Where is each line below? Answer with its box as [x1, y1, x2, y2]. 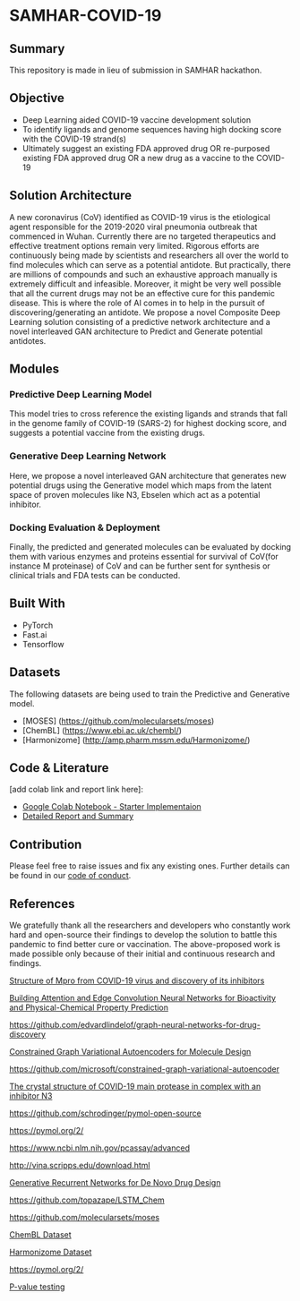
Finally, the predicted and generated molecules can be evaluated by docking [9, 541, 292, 552]
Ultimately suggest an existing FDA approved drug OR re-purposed [21, 142, 270, 153]
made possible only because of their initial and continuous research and [9, 948, 276, 959]
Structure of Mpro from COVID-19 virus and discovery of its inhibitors [9, 975, 265, 986]
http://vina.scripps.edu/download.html [9, 1160, 150, 1170]
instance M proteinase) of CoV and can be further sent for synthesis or [9, 561, 270, 571]
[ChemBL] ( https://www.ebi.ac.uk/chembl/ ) [21, 724, 182, 735]
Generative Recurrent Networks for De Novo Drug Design [9, 1177, 221, 1187]
